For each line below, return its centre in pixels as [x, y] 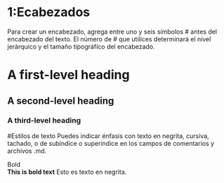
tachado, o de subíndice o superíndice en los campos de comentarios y [111, 143]
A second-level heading [61, 101]
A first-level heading [68, 75]
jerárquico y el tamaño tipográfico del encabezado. [81, 46]
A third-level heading [44, 121]
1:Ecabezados [49, 12]
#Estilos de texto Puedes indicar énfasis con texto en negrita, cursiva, [108, 136]
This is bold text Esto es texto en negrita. [67, 172]
